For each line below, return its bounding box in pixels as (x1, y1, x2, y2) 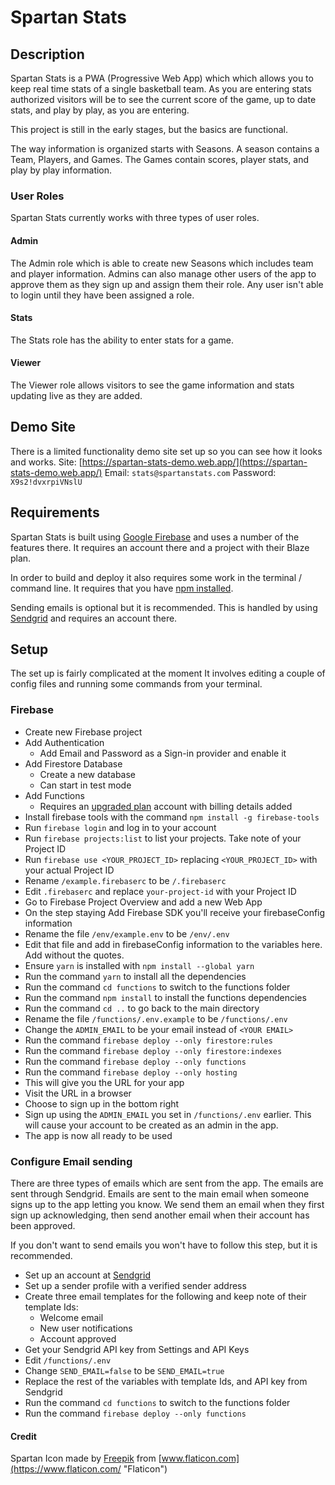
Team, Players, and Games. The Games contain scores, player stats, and (10, 154, 310, 165)
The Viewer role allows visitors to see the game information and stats (10, 379, 295, 391)
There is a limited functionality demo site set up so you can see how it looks (10, 445, 323, 457)
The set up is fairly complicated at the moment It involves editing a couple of (10, 667, 326, 680)
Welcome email (39, 1311, 104, 1323)
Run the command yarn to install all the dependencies (24, 970, 247, 982)
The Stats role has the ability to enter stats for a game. (10, 334, 235, 346)
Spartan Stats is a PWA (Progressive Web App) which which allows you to (10, 72, 314, 84)
